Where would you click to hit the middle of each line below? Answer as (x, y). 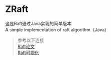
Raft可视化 (28, 53)
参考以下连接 (30, 40)
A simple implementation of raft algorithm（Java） (57, 30)
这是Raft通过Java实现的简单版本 (38, 23)
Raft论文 (26, 46)
